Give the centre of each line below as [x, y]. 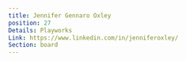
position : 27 [30, 23]
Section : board [33, 45]
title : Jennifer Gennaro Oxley [60, 15]
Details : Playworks [40, 30]
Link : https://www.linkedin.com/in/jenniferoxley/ [93, 38]
